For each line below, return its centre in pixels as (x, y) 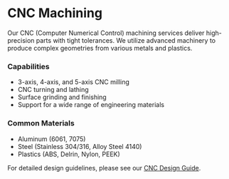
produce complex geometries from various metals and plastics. (100, 48)
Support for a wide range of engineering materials (91, 105)
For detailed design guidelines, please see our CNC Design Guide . (104, 168)
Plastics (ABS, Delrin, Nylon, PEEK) (69, 154)
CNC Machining (55, 13)
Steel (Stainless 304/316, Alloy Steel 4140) (80, 146)
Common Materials (41, 123)
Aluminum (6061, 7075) (52, 139)
